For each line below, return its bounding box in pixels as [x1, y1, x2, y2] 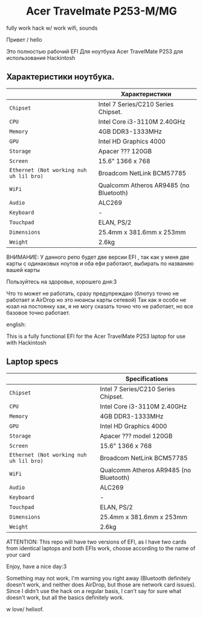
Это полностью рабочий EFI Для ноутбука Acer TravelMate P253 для [6, 47, 183, 55]
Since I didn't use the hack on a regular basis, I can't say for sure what [6, 587, 181, 594]
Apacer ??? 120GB [98, 147, 152, 155]
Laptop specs [6, 356, 59, 367]
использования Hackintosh [6, 54, 76, 61]
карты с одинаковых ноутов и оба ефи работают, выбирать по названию [6, 259, 194, 267]
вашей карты [6, 266, 40, 273]
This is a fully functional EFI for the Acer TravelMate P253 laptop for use [6, 332, 186, 340]
